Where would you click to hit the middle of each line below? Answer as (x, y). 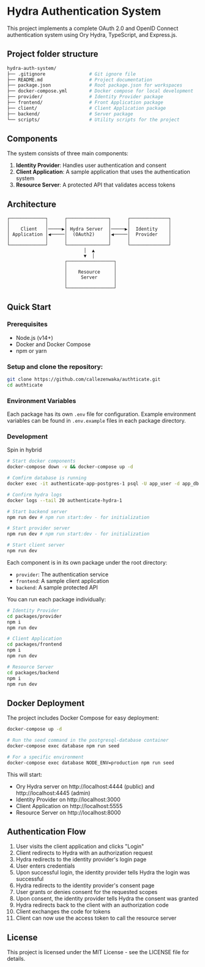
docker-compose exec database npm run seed (63, 746)
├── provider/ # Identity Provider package (85, 97)
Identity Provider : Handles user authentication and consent (91, 165)
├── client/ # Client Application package (87, 108)
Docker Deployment (46, 703)
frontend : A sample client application (62, 580)
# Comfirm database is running (47, 478)
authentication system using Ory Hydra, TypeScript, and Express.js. (92, 34)
